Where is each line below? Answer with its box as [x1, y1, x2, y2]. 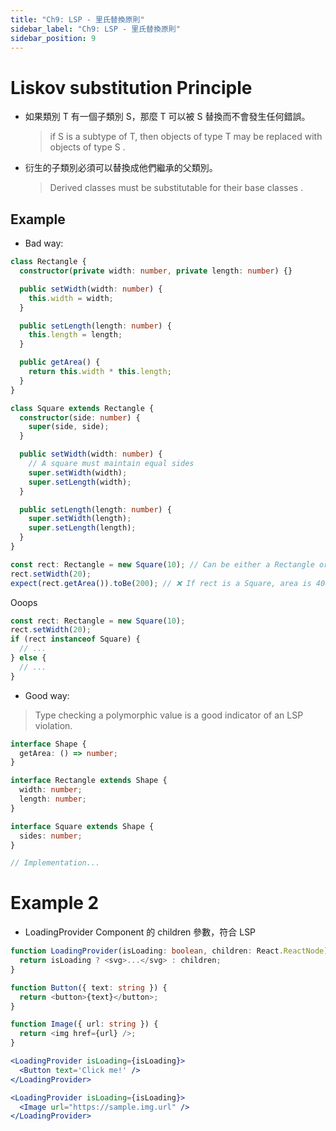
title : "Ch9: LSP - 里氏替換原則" [10, 14, 145, 25]
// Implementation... [10, 858, 101, 868]
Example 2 [10, 892, 100, 915]
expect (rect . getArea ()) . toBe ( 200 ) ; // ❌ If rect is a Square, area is [10, 578, 312, 588]
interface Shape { [10, 739, 87, 749]
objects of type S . [49, 141, 126, 153]
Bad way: [24, 237, 64, 250]
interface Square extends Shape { [10, 821, 155, 831]
